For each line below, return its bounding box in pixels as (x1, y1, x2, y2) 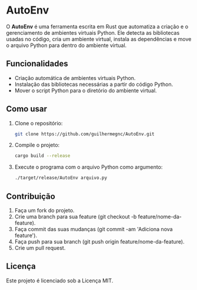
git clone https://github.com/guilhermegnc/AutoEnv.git (14, 131, 155, 137)
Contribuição (6, 191, 56, 201)
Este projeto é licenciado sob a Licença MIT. (6, 277, 113, 284)
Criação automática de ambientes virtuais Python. (14, 74, 136, 81)
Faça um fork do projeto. (14, 207, 75, 214)
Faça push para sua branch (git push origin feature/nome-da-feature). (14, 238, 185, 245)
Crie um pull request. (14, 245, 66, 251)
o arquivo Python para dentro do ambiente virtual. (6, 42, 127, 49)
